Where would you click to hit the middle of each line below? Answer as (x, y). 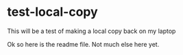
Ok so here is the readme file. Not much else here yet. (83, 44)
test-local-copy (52, 12)
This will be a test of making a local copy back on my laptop (91, 31)
